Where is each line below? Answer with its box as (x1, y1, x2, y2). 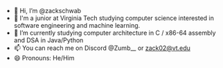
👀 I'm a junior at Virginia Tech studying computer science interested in (13, 14, 215, 22)
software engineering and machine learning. (13, 22, 141, 29)
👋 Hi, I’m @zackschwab (13, 7, 82, 15)
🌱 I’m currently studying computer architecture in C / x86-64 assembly (13, 28, 216, 37)
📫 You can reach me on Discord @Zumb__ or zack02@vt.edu (13, 44, 190, 52)
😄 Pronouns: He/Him (13, 54, 75, 62)
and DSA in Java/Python (13, 36, 84, 44)
